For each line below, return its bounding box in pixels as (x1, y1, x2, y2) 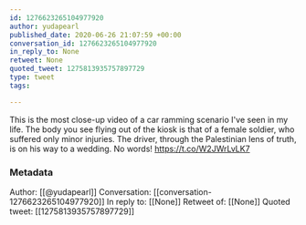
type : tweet (9, 73, 55, 82)
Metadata (9, 166, 53, 179)
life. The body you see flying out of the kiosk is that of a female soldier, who (9, 124, 295, 135)
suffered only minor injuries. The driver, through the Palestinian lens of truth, (9, 133, 297, 144)
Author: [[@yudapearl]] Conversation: (9, 186, 153, 197)
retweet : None (9, 56, 64, 65)
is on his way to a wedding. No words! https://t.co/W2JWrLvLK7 (9, 143, 250, 154)
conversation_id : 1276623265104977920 (9, 38, 157, 48)
